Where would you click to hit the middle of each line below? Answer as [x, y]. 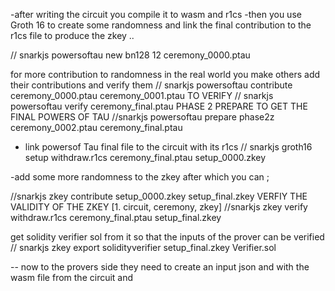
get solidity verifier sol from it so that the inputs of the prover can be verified [167, 237]
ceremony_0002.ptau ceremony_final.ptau [96, 127]
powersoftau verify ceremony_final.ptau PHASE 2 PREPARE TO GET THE [159, 106]
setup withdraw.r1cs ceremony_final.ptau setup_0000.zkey [145, 157]
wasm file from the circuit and [72, 277]
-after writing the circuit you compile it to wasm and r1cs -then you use [156, 14]
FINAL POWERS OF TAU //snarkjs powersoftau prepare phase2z [142, 117]
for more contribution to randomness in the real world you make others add [165, 74]
